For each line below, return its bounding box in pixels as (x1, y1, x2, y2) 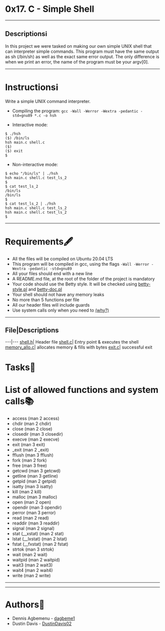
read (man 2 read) (12, 515, 49, 521)
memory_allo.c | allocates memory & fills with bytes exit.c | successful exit (5, 344, 153, 351)
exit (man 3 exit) (12, 441, 45, 447)
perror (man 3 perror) (12, 509, 56, 516)
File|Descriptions (5, 326, 59, 335)
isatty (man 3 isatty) (12, 483, 53, 489)
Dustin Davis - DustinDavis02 (12, 620, 72, 627)
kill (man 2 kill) (12, 489, 42, 494)
